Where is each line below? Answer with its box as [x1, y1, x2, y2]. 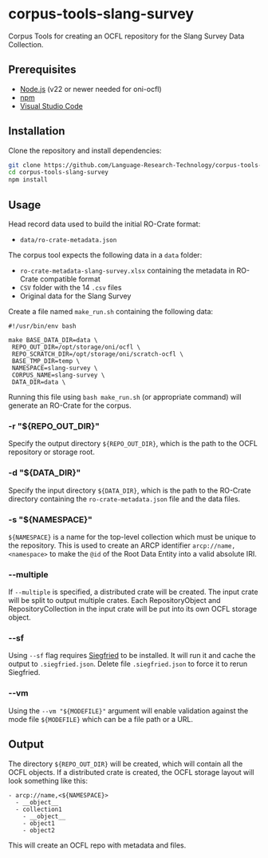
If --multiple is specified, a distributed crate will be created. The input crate [8, 587, 258, 597]
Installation [8, 125, 65, 138]
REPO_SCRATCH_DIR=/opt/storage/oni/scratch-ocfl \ [11, 350, 183, 358]
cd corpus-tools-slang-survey [8, 169, 109, 177]
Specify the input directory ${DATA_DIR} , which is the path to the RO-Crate [8, 485, 251, 495]
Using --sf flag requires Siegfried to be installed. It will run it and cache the [8, 651, 256, 660]
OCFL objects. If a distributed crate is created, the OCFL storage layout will [8, 767, 254, 776]
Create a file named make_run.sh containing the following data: [8, 307, 214, 316]
